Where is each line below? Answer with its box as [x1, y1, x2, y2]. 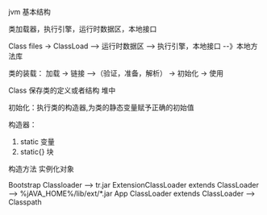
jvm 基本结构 [8, 7, 51, 16]
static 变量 [19, 137, 55, 147]
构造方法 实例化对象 [8, 164, 74, 173]
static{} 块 [19, 147, 54, 156]
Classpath [8, 197, 42, 207]
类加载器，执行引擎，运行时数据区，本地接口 [8, 24, 157, 34]
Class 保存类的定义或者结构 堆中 [8, 85, 116, 95]
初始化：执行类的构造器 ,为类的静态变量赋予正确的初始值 [8, 103, 195, 112]
